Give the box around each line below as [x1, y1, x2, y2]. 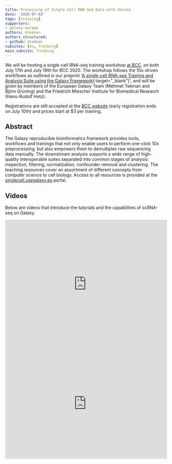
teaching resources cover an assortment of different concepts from [5, 167, 142, 173]
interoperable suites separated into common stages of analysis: [20, 156, 149, 163]
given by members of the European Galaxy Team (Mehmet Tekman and [5, 83, 150, 89]
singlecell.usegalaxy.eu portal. [5, 177, 67, 183]
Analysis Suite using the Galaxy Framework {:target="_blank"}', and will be [5, 77, 155, 84]
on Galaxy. [14, 210, 35, 216]
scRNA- [142, 205, 158, 211]
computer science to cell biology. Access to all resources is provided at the [5, 172, 158, 178]
